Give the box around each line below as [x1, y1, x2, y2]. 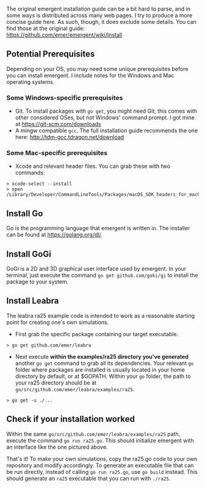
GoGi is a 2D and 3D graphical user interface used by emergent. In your [6, 265, 187, 272]
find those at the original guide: [6, 24, 85, 32]
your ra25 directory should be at [15, 379, 96, 386]
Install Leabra [6, 296, 59, 306]
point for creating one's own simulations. [6, 318, 109, 326]
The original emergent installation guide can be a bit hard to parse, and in [6, 6, 191, 12]
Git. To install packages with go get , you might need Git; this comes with [15, 107, 197, 115]
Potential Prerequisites [6, 49, 95, 59]
